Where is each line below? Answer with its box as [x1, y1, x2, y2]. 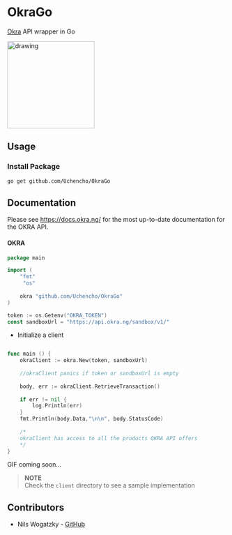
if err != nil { [20, 395, 68, 403]
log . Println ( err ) [32, 402, 82, 409]
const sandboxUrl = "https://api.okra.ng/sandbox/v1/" [7, 318, 170, 325]
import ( [7, 266, 33, 274]
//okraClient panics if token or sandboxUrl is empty [20, 370, 179, 377]
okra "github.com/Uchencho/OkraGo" [20, 292, 123, 300]
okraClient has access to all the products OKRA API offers [20, 435, 198, 442]
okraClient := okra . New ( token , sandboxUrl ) [20, 357, 148, 364]
